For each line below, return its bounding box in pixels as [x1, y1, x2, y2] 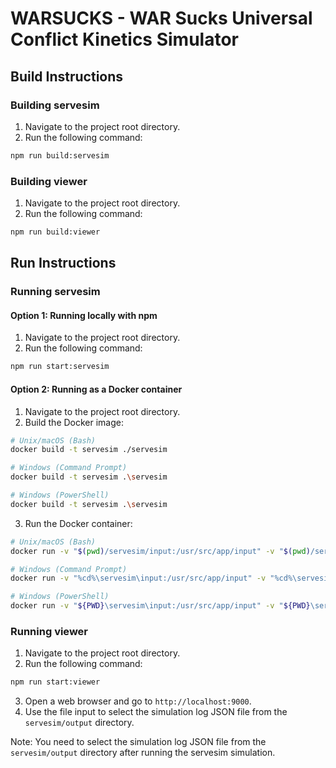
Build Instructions [10, 68, 124, 85]
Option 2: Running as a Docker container [10, 383, 183, 395]
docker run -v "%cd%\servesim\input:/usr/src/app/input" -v [10, 573, 267, 584]
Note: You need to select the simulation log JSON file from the [10, 736, 267, 748]
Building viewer [10, 174, 88, 188]
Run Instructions [10, 255, 117, 272]
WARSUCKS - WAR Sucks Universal [10, 7, 313, 30]
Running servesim [10, 285, 101, 299]
